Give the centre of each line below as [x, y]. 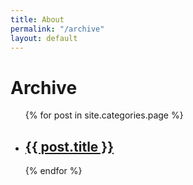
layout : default [44, 38]
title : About [37, 19]
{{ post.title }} [69, 146]
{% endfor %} [53, 171]
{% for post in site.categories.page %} [104, 115]
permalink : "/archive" [57, 29]
